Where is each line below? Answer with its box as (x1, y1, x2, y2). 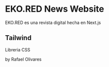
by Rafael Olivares (5, 56, 42, 62)
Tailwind (5, 34, 32, 42)
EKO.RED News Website (5, 3, 104, 15)
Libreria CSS (5, 46, 30, 52)
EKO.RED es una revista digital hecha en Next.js (5, 20, 101, 25)
